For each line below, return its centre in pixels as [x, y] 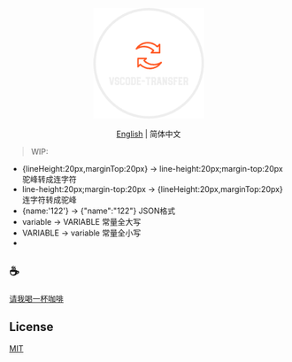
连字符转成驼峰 [49, 200]
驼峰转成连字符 [49, 179]
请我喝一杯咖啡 [36, 298]
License [31, 327]
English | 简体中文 [149, 134]
